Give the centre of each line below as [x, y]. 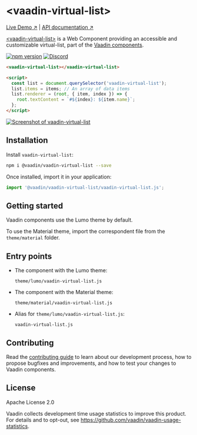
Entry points [29, 256]
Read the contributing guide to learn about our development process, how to [99, 357]
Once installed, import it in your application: [59, 177]
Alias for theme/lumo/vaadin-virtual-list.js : [70, 314]
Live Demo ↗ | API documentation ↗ [50, 27]
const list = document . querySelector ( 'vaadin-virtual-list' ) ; [89, 83]
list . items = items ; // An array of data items [71, 89]
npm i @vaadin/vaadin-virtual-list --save [59, 165]
